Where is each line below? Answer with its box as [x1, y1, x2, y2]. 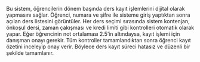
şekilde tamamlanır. [6, 49, 54, 56]
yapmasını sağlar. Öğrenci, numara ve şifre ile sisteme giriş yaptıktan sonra [6, 11, 190, 18]
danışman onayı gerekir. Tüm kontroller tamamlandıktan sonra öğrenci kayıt [6, 37, 191, 44]
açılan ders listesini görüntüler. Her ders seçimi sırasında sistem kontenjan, [6, 18, 190, 24]
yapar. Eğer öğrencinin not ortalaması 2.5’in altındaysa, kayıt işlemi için [6, 30, 180, 38]
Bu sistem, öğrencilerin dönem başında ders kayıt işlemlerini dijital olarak [6, 5, 185, 12]
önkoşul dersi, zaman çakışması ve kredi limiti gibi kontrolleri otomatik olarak [6, 24, 195, 31]
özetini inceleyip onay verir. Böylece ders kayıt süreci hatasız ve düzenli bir [6, 43, 190, 50]
